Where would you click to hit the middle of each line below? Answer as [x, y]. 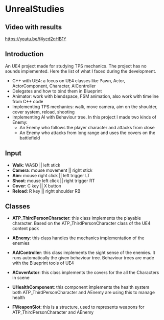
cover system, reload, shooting [43, 112]
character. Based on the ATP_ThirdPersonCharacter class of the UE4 [81, 223]
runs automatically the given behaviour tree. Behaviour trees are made [83, 258]
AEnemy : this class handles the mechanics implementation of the [78, 238]
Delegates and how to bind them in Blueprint [57, 91]
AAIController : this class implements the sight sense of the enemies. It [84, 252]
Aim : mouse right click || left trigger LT [51, 175]
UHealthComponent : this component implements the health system [81, 287]
